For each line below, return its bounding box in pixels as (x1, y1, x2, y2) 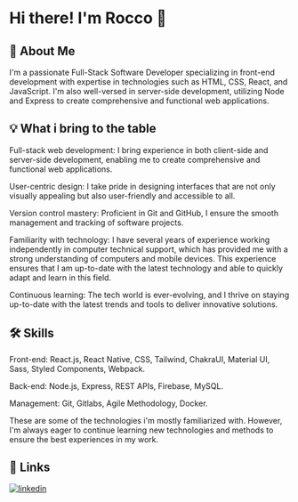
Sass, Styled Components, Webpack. (9, 363, 145, 374)
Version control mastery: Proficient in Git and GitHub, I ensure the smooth (9, 207, 278, 218)
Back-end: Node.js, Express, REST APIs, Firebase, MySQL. (9, 380, 224, 391)
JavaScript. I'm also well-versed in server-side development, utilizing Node (9, 86, 285, 96)
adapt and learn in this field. (9, 271, 112, 283)
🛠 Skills (9, 326, 55, 341)
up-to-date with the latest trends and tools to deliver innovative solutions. (9, 298, 278, 310)
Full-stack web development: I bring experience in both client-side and (9, 144, 269, 155)
